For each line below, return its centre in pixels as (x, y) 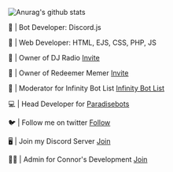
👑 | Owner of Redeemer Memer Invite (68, 73)
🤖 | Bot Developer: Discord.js (55, 27)
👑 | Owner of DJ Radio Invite (54, 58)
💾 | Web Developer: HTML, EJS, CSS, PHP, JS (83, 42)
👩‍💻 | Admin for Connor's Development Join (78, 159)
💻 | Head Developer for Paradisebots (69, 104)
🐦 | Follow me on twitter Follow (59, 123)
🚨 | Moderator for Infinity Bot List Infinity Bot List (86, 88)
